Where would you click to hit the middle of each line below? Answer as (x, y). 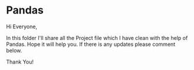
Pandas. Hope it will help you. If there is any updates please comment (91, 44)
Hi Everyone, (22, 26)
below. (14, 50)
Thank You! (20, 62)
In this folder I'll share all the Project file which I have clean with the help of (97, 38)
